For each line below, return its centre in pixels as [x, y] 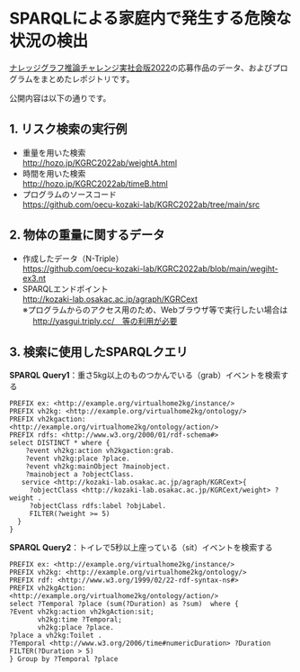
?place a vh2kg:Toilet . [56, 636]
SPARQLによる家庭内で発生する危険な [150, 18]
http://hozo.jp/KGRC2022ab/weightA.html [100, 162]
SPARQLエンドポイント [65, 288]
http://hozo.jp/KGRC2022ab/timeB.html [95, 183]
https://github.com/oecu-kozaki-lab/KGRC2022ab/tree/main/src [141, 204]
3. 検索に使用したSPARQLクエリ [99, 352]
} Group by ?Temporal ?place [64, 659]
